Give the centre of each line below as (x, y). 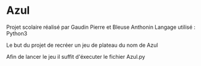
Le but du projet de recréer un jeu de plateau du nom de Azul (82, 45)
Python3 (17, 33)
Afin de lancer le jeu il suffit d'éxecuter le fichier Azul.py (76, 56)
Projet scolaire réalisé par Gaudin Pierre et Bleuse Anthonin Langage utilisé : (101, 27)
